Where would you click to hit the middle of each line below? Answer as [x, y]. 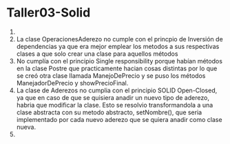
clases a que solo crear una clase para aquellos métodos [97, 54]
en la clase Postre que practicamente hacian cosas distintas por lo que [117, 68]
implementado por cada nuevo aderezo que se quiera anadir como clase [119, 119]
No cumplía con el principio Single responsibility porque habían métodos [119, 61]
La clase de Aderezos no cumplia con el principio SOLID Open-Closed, [117, 90]
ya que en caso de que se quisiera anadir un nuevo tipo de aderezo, [113, 97]
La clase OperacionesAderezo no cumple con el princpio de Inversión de [119, 39]
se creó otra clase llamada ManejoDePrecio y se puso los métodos [111, 75]
